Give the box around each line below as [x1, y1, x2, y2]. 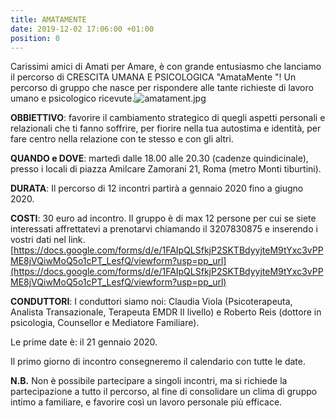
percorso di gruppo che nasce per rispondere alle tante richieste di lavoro [10, 82, 314, 94]
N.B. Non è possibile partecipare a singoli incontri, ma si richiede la [10, 375, 288, 387]
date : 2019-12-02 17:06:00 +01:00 [10, 24, 155, 34]
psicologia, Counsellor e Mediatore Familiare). [10, 317, 200, 329]
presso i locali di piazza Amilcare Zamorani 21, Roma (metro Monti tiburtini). [10, 163, 322, 175]
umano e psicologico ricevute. [10, 92, 135, 105]
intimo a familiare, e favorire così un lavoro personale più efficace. [10, 396, 283, 408]
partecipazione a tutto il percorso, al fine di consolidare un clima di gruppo [10, 386, 318, 398]
